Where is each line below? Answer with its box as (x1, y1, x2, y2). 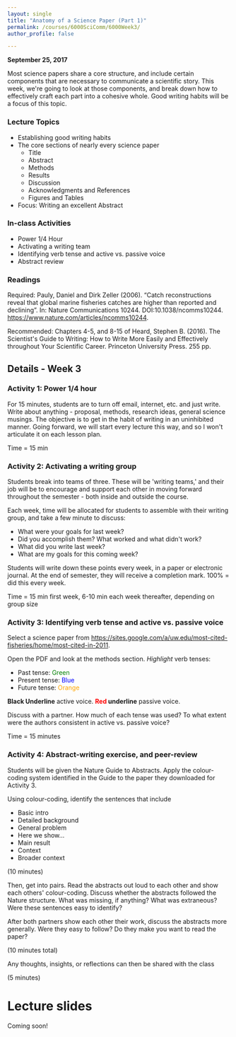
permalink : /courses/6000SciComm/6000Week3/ (7, 23, 141, 30)
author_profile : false (7, 30, 74, 37)
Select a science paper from (7, 634, 90, 642)
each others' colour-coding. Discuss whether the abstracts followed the (7, 888, 217, 897)
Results (28, 170, 50, 179)
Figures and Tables (28, 193, 84, 202)
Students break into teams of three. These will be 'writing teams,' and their (7, 477, 225, 486)
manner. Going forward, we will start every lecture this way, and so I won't (7, 422, 223, 431)
